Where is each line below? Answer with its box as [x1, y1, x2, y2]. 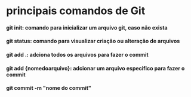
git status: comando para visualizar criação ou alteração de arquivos [6, 37, 180, 45]
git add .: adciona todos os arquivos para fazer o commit [6, 51, 149, 58]
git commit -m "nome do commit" [6, 85, 91, 92]
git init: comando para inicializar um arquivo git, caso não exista [6, 24, 168, 31]
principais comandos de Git [6, 4, 146, 18]
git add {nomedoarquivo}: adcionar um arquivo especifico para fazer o [6, 64, 185, 72]
